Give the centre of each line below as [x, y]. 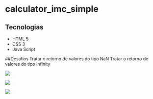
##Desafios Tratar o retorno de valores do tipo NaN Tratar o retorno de [77, 59]
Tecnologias [24, 27]
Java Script [24, 49]
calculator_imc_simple [52, 9]
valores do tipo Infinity [28, 64]
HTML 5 [20, 39]
